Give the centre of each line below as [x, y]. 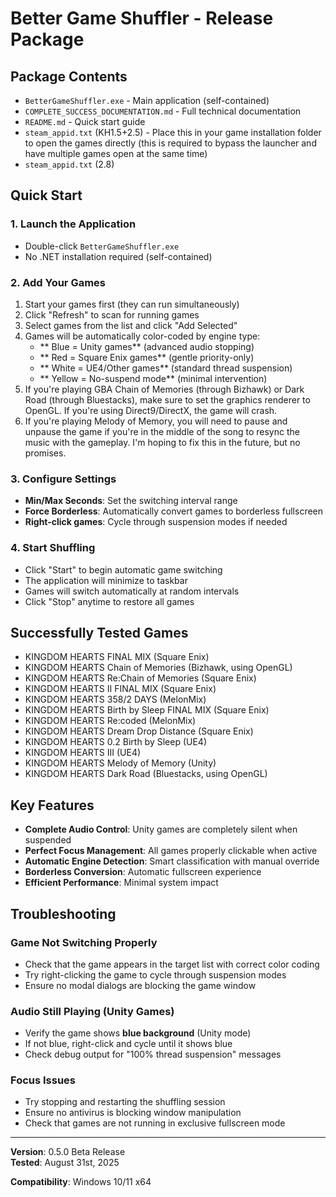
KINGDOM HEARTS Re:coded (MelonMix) [110, 721]
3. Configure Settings [63, 479]
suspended [48, 840]
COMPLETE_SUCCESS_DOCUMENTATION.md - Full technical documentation [163, 111]
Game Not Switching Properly [84, 942]
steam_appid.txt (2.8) [69, 164]
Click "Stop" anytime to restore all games [109, 601]
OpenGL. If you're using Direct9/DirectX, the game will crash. [151, 410]
